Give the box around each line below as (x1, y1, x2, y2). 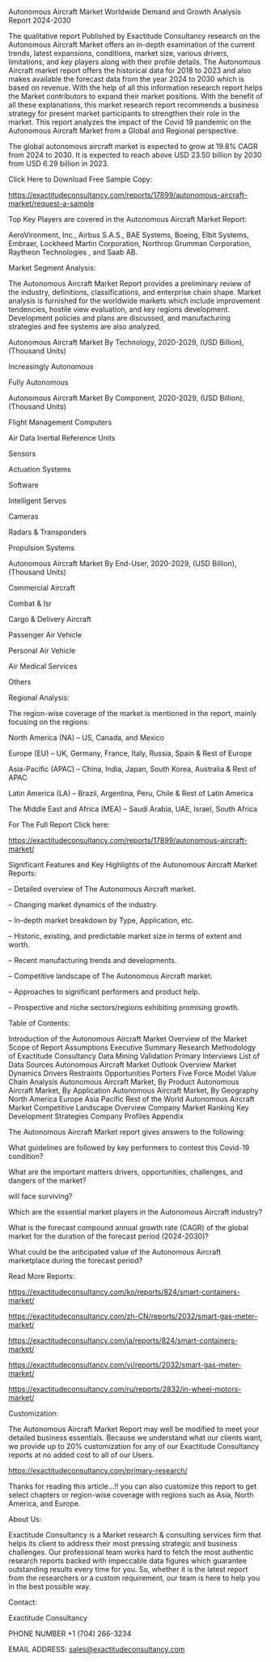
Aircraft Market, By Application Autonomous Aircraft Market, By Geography (8, 1085, 259, 1095)
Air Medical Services (8, 662, 78, 671)
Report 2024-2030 (8, 15, 71, 25)
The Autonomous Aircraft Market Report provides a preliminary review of (8, 279, 252, 288)
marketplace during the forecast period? (8, 1255, 143, 1265)
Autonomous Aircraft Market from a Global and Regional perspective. (8, 126, 239, 135)
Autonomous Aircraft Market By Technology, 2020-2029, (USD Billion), (8, 338, 244, 347)
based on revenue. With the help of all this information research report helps (8, 83, 263, 92)
